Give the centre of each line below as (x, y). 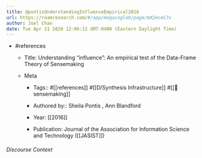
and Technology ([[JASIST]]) (69, 136)
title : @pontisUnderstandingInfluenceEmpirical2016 (73, 12)
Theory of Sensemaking (54, 64)
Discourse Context (29, 150)
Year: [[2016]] (50, 117)
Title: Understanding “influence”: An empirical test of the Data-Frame (110, 58)
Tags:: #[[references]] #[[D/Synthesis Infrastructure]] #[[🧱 (106, 88)
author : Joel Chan (29, 23)
